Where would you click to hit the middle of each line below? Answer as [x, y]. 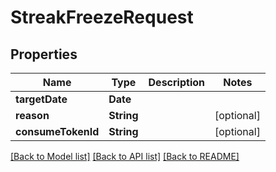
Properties [44, 54]
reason [32, 115]
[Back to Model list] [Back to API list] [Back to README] [125, 156]
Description [176, 82]
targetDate [41, 99]
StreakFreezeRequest [102, 17]
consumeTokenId [57, 131]
